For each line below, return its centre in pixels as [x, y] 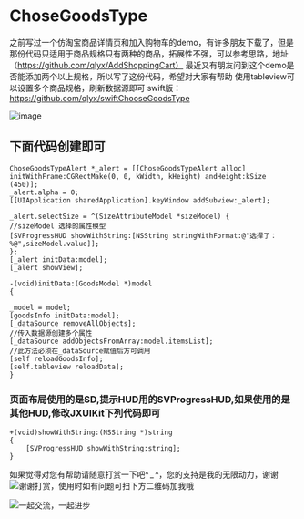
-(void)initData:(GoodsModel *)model [81, 284]
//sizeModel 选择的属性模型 [58, 226]
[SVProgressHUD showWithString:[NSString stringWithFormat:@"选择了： [143, 235]
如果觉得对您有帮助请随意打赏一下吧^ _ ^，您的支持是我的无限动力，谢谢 [144, 474]
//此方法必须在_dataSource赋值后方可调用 [80, 351]
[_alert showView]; [46, 267]
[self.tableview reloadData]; [67, 367]
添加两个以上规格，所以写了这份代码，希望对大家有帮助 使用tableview [156, 76]
